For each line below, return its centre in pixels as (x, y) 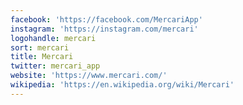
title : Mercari (42, 57)
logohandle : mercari (53, 38)
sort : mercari (40, 47)
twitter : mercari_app (55, 66)
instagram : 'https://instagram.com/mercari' (104, 29)
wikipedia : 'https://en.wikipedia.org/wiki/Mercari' (122, 85)
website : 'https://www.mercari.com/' (89, 76)
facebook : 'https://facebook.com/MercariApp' (106, 19)
